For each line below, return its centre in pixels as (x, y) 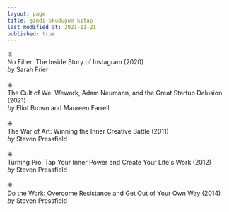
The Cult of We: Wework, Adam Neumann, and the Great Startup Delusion (115, 93)
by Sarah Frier (28, 70)
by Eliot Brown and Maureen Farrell (58, 108)
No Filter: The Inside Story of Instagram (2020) (76, 62)
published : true (31, 34)
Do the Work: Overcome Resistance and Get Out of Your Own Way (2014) (114, 193)
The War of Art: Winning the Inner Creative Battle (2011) (88, 131)
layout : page (27, 14)
